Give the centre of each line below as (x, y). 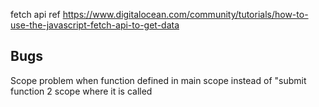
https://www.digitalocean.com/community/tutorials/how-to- (185, 14)
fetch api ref (35, 14)
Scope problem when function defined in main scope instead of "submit (158, 80)
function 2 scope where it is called (81, 91)
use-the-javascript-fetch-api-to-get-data (95, 25)
